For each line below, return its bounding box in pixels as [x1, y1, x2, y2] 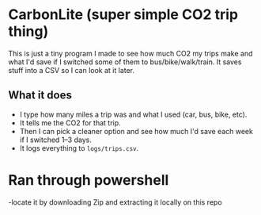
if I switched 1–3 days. [19, 135, 93, 144]
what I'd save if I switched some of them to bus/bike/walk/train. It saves [8, 57, 242, 67]
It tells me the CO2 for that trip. [19, 117, 121, 128]
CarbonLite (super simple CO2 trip [8, 6, 239, 24]
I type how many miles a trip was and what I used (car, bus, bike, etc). [19, 109, 248, 119]
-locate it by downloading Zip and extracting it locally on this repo [8, 197, 223, 207]
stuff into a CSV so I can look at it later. [8, 65, 135, 75]
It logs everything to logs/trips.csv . [19, 143, 139, 152]
